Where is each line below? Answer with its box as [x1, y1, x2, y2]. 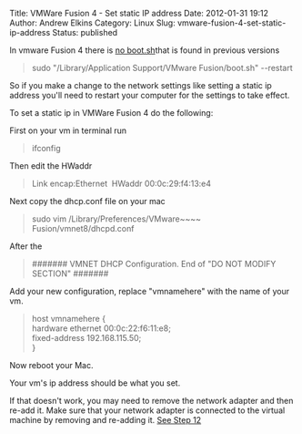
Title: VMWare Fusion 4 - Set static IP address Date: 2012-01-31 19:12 [9, 8, 269, 18]
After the [9, 241, 43, 252]
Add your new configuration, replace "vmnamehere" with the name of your [9, 286, 290, 296]
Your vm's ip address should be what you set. [9, 377, 181, 388]
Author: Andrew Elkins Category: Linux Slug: [9, 17, 176, 28]
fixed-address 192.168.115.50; [31, 333, 142, 343]
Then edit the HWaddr [9, 160, 93, 171]
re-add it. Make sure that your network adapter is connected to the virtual [9, 405, 286, 416]
